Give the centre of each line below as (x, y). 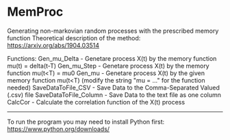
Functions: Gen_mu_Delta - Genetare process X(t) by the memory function (112, 58)
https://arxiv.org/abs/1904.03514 (53, 45)
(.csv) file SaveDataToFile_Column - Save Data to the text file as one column (114, 95)
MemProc (35, 12)
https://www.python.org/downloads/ (59, 129)
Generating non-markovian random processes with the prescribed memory (113, 31)
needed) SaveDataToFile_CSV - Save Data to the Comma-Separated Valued (114, 87)
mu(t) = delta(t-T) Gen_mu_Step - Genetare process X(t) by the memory (108, 66)
